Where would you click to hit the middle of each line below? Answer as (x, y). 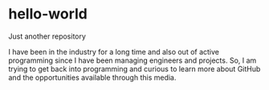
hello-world (48, 14)
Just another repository (47, 36)
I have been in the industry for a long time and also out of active (114, 51)
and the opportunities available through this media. (92, 77)
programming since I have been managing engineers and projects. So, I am (132, 60)
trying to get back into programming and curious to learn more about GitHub (134, 68)
